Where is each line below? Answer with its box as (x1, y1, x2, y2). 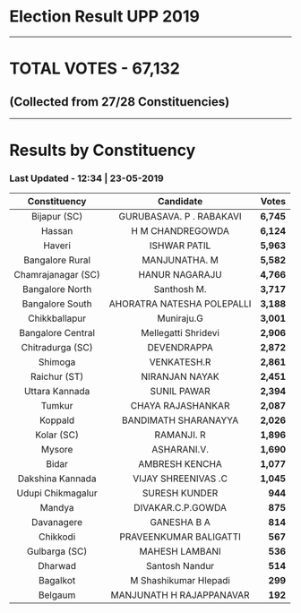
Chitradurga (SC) (21, 341, 93, 354)
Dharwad (38, 560, 77, 573)
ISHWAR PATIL (149, 239, 211, 252)
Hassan (40, 225, 73, 237)
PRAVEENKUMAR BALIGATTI (119, 531, 242, 543)
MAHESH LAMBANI (139, 545, 221, 557)
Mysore (40, 444, 73, 456)
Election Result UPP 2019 (9, 6, 200, 27)
